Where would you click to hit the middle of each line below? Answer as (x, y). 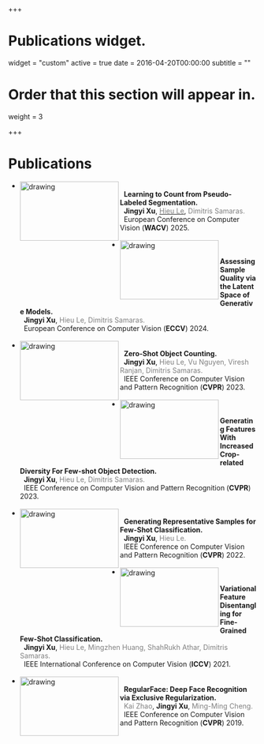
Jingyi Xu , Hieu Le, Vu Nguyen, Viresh (186, 362)
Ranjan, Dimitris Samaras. (161, 370)
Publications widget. (77, 41)
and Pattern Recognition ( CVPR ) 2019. (182, 723)
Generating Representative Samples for (190, 521)
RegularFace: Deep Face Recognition (185, 689)
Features (241, 429)
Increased (236, 445)
